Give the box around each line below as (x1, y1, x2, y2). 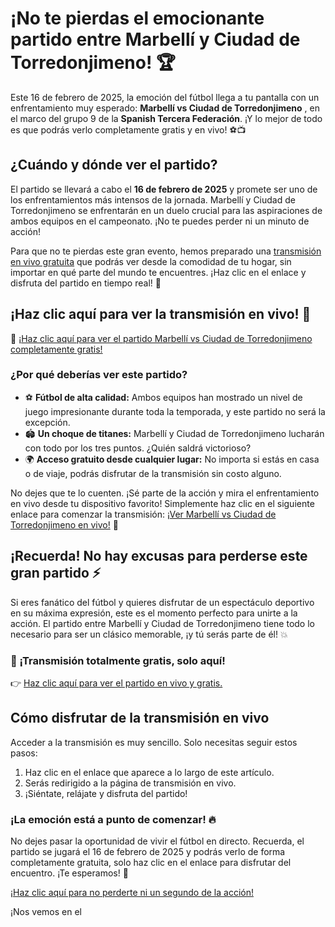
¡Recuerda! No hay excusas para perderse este (10, 548, 308, 565)
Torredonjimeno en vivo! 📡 (10, 518, 119, 531)
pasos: (10, 747, 38, 759)
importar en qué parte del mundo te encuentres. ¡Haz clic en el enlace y (10, 266, 307, 278)
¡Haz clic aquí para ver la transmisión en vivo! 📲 (10, 306, 312, 323)
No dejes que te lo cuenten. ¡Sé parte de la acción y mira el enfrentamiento (10, 487, 320, 499)
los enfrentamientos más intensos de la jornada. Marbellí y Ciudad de (10, 193, 296, 206)
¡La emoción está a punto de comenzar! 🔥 (10, 812, 217, 826)
